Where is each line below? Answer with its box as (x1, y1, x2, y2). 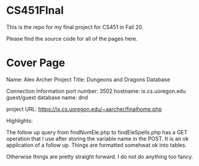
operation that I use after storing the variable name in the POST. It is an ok (6, 135, 189, 142)
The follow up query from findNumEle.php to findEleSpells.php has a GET (6, 128, 188, 135)
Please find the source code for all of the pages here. (6, 35, 138, 42)
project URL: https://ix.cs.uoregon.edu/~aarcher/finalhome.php (6, 105, 162, 113)
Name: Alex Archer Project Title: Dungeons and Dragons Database (6, 76, 171, 83)
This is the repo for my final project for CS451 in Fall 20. (6, 23, 144, 31)
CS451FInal (6, 4, 64, 17)
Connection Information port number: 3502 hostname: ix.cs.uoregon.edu (6, 87, 186, 95)
